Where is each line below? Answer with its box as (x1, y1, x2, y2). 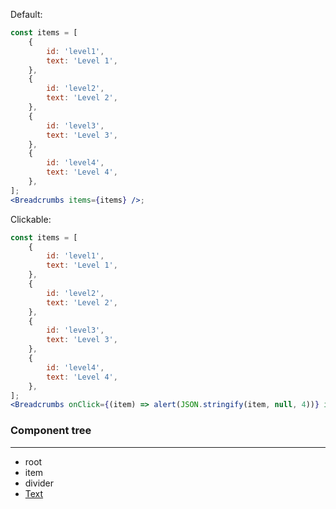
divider (24, 477, 55, 489)
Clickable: (10, 213, 52, 225)
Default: (10, 9, 43, 20)
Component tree (10, 424, 92, 438)
